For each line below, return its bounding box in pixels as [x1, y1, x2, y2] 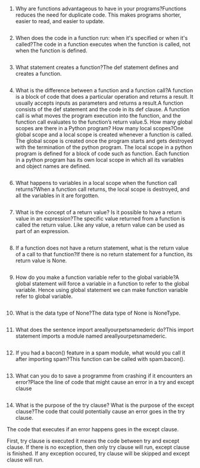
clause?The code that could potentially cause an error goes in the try [15, 408, 185, 415]
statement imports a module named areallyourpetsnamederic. [15, 332, 167, 340]
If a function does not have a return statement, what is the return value [15, 244, 189, 252]
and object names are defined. [15, 163, 91, 169]
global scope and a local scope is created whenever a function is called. [15, 131, 193, 138]
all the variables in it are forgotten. [15, 192, 100, 199]
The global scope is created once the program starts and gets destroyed [15, 137, 194, 145]
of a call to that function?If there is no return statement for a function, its [15, 251, 193, 257]
